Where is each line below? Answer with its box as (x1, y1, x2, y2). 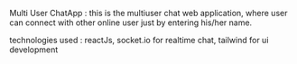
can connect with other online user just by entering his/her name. (9, 17, 253, 28)
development (9, 44, 59, 55)
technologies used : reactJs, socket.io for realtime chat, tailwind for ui (9, 35, 269, 45)
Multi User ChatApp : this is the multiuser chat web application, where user (9, 8, 288, 18)
